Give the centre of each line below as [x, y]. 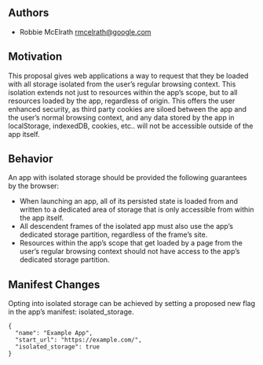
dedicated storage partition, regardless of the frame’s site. [113, 234]
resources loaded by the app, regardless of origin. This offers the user [122, 101]
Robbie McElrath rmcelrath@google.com [85, 31]
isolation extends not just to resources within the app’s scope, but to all [123, 92]
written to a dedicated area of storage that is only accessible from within [137, 210]
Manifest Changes [54, 284]
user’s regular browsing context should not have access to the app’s [130, 252]
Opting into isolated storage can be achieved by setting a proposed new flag [132, 304]
